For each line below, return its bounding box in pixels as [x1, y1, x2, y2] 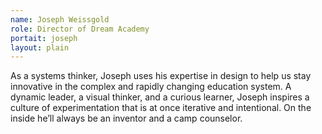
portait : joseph [10, 33, 78, 43]
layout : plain [10, 42, 70, 53]
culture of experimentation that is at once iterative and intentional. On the [10, 102, 312, 114]
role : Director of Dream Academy [10, 24, 150, 34]
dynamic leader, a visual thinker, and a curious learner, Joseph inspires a [10, 91, 310, 103]
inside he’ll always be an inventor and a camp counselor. [10, 112, 243, 125]
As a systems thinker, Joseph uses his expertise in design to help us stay [10, 70, 312, 82]
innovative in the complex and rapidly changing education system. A [10, 81, 292, 93]
